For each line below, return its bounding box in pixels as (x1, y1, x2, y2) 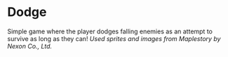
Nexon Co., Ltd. (7, 42, 53, 50)
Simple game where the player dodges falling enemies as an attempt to (7, 27, 213, 35)
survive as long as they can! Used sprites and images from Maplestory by (7, 34, 221, 42)
